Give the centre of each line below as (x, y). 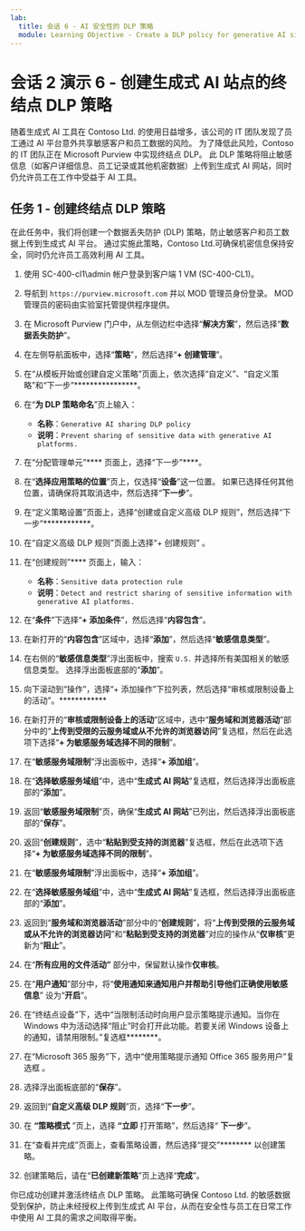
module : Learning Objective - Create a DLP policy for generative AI (152, 34)
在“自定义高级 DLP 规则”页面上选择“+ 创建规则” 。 (117, 543)
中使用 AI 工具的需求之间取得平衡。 (76, 1217)
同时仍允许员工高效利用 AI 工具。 (88, 255)
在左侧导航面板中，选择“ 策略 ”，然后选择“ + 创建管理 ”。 (125, 355)
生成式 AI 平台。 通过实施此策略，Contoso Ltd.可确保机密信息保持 (164, 244)
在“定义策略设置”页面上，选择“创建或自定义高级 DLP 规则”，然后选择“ (153, 513)
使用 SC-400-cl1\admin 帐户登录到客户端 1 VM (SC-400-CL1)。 (141, 274)
